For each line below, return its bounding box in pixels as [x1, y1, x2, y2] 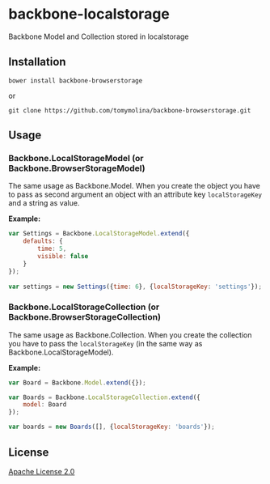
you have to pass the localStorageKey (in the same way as [8, 338, 203, 348]
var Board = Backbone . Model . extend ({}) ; [8, 378, 147, 387]
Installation [8, 55, 66, 69]
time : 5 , [37, 244, 67, 253]
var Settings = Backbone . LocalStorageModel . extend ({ [8, 230, 190, 238]
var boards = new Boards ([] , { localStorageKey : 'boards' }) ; [8, 422, 216, 431]
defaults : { [23, 237, 63, 245]
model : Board [23, 401, 67, 409]
